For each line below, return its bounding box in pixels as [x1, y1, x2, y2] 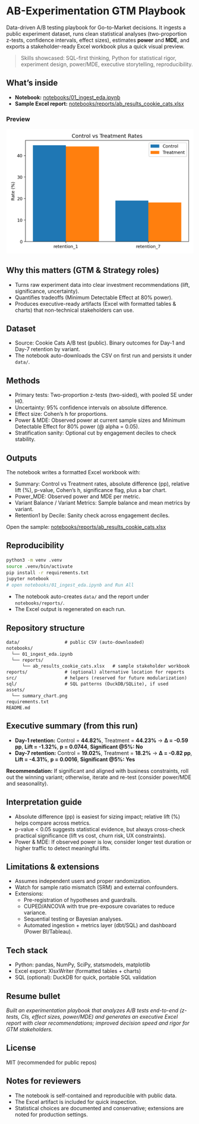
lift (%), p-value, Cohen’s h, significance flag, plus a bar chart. [14, 486, 167, 493]
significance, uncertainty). [14, 287, 80, 295]
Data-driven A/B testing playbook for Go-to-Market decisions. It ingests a [6, 24, 186, 31]
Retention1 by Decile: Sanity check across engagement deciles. [14, 512, 170, 519]
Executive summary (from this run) [6, 721, 138, 731]
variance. [23, 909, 47, 916]
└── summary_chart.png [11, 693, 68, 699]
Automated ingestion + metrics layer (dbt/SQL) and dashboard [23, 922, 177, 929]
